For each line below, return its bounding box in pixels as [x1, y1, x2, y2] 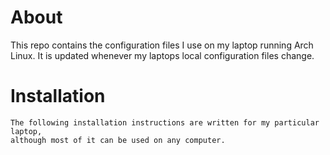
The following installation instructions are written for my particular [10, 117, 320, 128]
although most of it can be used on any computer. [10, 135, 226, 145]
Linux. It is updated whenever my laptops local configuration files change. [10, 49, 315, 61]
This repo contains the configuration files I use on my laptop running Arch [10, 39, 314, 51]
